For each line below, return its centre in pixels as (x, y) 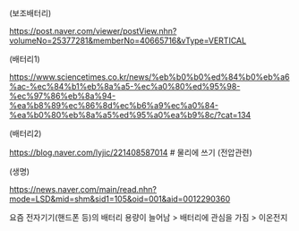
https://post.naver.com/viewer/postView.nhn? (93, 31)
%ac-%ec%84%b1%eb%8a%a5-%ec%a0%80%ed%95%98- (125, 86)
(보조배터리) (30, 13)
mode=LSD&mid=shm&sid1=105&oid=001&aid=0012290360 (120, 199)
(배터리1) (25, 59)
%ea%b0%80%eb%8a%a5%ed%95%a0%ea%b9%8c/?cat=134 (130, 115)
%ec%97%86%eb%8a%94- (63, 96)
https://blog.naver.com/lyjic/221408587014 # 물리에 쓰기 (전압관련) (131, 152)
